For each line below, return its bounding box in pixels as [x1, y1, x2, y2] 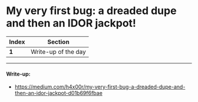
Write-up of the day [31, 47, 87, 56]
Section [47, 38, 70, 46]
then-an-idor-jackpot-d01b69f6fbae [14, 90, 103, 97]
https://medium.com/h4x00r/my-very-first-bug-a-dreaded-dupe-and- [14, 83, 186, 90]
